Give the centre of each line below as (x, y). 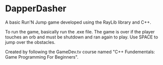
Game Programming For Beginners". (42, 57)
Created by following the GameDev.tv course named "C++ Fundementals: (80, 52)
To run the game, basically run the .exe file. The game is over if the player (80, 32)
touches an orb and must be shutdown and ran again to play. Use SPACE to (81, 37)
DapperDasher (36, 9)
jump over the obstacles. (30, 42)
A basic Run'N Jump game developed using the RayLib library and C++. (78, 22)
